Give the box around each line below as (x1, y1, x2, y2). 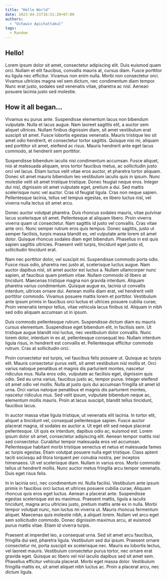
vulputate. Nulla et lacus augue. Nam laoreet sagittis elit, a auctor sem (5, 121, 149, 127)
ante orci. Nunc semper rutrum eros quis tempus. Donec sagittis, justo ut (5, 225, 155, 232)
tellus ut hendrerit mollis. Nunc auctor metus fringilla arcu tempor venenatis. (5, 465, 162, 471)
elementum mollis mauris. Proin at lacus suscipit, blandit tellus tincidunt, (5, 397, 153, 403)
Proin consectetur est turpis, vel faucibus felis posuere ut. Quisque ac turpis (5, 354, 162, 361)
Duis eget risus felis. (5, 470, 47, 476)
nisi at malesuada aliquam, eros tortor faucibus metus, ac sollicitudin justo (5, 163, 157, 169)
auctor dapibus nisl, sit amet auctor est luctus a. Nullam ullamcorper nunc (5, 267, 157, 273)
